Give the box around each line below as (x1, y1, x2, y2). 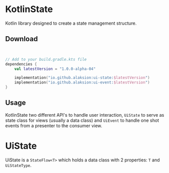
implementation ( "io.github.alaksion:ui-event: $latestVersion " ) (14, 80, 150, 85)
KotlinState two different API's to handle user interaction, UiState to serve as (5, 112, 164, 118)
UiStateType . (5, 162, 32, 168)
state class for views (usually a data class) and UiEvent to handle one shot (5, 117, 159, 123)
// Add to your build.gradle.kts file (5, 57, 87, 62)
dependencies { (5, 61, 37, 66)
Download (5, 35, 38, 43)
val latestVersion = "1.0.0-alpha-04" (14, 66, 96, 71)
